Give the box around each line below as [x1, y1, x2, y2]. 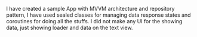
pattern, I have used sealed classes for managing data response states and [6, 11, 191, 18]
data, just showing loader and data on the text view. [6, 24, 133, 31]
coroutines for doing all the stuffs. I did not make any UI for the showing [6, 18, 183, 24]
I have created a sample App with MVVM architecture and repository [6, 5, 175, 12]
